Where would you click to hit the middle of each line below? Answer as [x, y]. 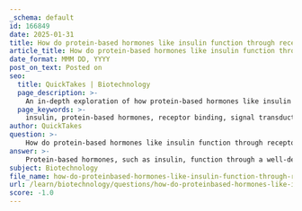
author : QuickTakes [46, 127]
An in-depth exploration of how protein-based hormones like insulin [159, 101]
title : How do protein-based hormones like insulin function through [142, 43]
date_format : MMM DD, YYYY [60, 59]
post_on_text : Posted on [56, 68]
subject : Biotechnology [54, 168]
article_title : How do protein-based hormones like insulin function [142, 51]
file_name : [30, 176]
